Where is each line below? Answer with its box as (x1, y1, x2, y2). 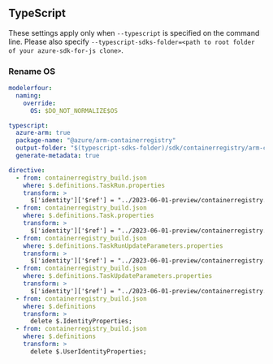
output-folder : (15, 144, 67, 153)
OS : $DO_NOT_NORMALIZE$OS (29, 106, 118, 115)
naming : (15, 91, 42, 100)
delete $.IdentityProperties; (29, 317, 132, 326)
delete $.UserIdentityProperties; (29, 347, 148, 356)
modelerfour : (8, 84, 53, 93)
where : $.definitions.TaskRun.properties (23, 181, 165, 189)
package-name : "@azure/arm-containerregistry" (15, 136, 176, 145)
